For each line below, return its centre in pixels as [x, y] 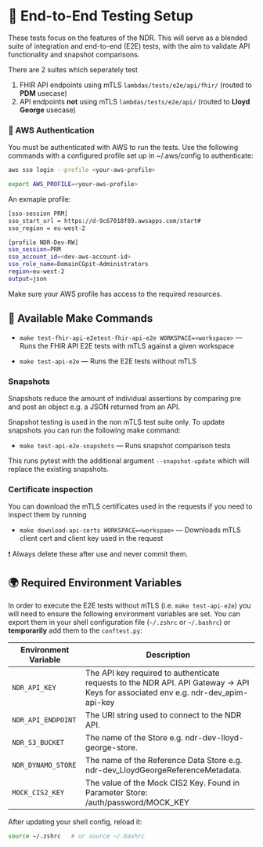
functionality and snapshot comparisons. [74, 54]
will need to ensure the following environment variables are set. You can [124, 614]
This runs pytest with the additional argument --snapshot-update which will [129, 460]
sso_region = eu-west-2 [47, 228]
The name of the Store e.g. [134, 738]
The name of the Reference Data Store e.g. [164, 761]
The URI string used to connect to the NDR [163, 715]
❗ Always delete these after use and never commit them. [98, 554]
